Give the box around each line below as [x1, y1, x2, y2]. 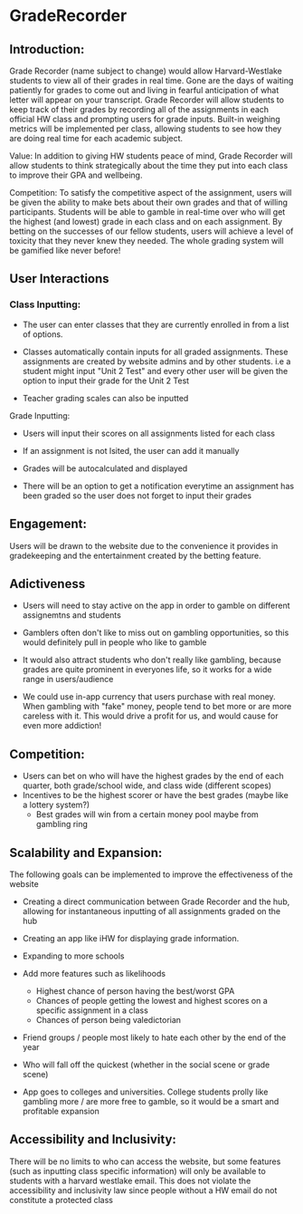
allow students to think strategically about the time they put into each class [9, 160, 289, 170]
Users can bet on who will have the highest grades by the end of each [22, 771, 284, 782]
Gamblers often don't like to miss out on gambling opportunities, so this [22, 627, 289, 639]
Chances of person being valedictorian [35, 1014, 182, 1025]
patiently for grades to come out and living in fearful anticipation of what [9, 85, 279, 95]
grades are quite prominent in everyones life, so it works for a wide [22, 664, 272, 675]
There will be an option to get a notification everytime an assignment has [22, 480, 295, 491]
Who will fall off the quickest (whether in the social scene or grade [22, 1059, 270, 1070]
